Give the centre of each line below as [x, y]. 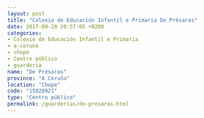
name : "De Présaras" [37, 71]
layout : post [26, 14]
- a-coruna [23, 46]
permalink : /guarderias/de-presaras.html [68, 104]
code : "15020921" [32, 91]
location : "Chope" [34, 85]
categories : [24, 33]
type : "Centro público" [42, 98]
